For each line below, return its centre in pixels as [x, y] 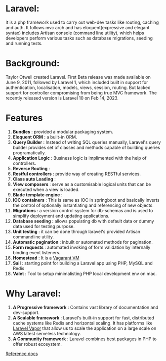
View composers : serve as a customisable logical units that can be [82, 184]
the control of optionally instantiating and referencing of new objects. [83, 205]
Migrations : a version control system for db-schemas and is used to [83, 210]
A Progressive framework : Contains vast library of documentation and [85, 307]
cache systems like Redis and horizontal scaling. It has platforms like [83, 323]
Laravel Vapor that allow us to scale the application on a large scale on [84, 328]
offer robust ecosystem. [37, 344]
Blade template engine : [38, 195]
